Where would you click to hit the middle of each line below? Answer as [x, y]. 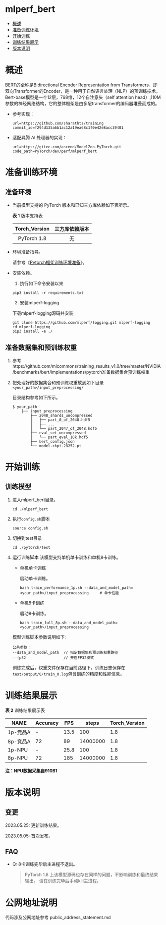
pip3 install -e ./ [32, 331]
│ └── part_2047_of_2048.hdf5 [64, 428]
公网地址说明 [31, 903]
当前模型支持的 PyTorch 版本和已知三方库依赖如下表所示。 [72, 205]
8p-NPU [18, 758]
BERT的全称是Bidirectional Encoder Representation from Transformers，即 [81, 85]
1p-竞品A [19, 732]
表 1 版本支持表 [28, 215]
